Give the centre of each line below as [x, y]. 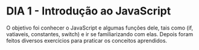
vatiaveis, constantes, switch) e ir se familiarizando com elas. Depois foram [100, 34]
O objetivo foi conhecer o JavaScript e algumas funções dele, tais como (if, [100, 28]
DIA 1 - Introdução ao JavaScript [89, 11]
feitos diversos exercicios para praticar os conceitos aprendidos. [87, 40]
